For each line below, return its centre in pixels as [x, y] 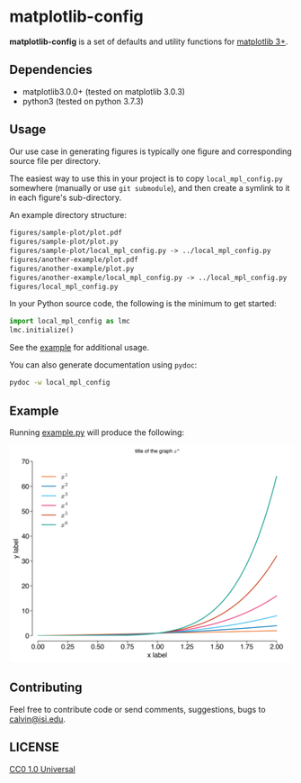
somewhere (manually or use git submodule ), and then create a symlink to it [150, 187]
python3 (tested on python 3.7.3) [83, 101]
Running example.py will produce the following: [97, 432]
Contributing [46, 688]
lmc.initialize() [42, 331]
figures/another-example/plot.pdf [74, 259]
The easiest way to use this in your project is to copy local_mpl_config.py [146, 178]
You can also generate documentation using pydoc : [103, 365]
